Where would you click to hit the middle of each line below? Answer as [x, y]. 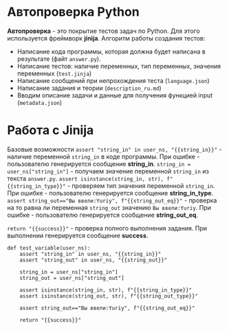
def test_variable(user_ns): [49, 248]
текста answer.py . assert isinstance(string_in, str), [85, 178]
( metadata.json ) [40, 102]
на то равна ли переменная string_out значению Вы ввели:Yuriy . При [109, 207]
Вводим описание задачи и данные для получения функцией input [115, 95]
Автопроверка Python [73, 12]
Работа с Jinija [51, 130]
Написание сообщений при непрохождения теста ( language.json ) [113, 80]
